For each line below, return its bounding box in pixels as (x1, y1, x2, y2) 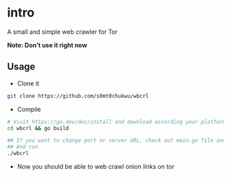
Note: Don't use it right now (7, 41, 87, 49)
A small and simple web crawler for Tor (7, 28, 118, 36)
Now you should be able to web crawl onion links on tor (16, 163, 175, 170)
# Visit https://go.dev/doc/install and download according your (7, 118, 198, 125)
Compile (16, 105, 41, 113)
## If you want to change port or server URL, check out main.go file (7, 137, 214, 144)
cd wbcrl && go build (7, 125, 69, 132)
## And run (7, 143, 38, 151)
